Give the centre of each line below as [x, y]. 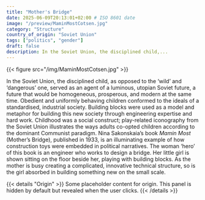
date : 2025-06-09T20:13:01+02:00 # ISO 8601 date [71, 18]
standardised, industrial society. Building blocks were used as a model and [100, 107]
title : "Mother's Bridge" [39, 12]
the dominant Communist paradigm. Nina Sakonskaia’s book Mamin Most [99, 133]
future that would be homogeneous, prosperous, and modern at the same [99, 94]
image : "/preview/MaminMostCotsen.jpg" [57, 23]
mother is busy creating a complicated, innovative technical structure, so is [101, 165]
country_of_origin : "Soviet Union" [52, 35]
